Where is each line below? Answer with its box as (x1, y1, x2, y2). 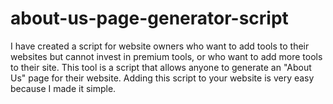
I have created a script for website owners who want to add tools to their (10, 40, 310, 52)
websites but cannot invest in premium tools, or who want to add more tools (10, 50, 323, 62)
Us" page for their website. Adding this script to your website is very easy (10, 72, 315, 84)
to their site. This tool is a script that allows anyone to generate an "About (10, 61, 312, 73)
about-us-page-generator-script (10, 7, 289, 30)
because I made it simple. (10, 82, 117, 94)
